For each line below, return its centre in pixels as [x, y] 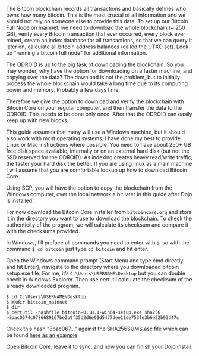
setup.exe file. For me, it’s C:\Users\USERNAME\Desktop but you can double [96, 273]
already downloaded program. [43, 286]
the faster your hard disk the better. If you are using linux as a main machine [99, 164]
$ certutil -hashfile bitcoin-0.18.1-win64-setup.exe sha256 [83, 312]
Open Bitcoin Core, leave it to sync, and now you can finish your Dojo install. [99, 346]
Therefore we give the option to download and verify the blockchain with [95, 101]
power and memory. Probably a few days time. [63, 90]
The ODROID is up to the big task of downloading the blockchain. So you [95, 64]
